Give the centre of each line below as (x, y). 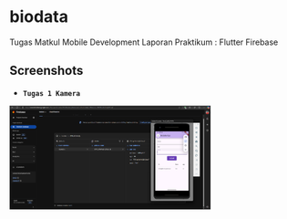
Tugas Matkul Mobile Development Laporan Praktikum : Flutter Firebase (144, 42)
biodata (39, 17)
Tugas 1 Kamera (51, 93)
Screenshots (46, 71)
